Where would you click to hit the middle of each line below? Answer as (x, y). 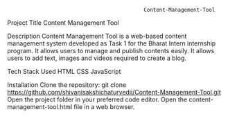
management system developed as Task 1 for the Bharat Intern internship (112, 43)
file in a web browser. (104, 107)
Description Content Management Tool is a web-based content (97, 36)
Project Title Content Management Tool (63, 23)
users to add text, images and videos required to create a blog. (97, 58)
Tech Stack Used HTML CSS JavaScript (64, 71)
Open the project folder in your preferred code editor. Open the (97, 99)
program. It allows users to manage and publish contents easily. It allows (111, 51)
